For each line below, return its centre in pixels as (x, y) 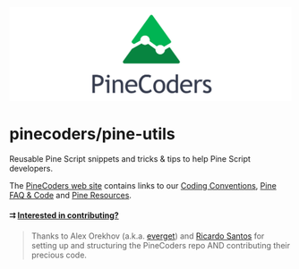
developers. (31, 168)
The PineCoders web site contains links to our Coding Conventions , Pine (143, 185)
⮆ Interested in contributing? (64, 215)
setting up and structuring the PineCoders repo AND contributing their (161, 245)
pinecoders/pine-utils (93, 134)
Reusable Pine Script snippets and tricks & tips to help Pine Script (130, 158)
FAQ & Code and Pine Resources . (71, 195)
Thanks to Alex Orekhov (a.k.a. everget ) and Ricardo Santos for (148, 236)
